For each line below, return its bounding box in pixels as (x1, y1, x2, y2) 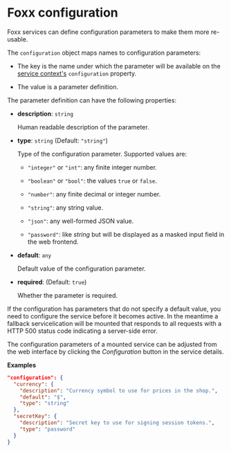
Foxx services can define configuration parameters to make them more (7, 28, 210, 36)
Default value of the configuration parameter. (17, 264, 147, 273)
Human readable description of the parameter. (17, 123, 150, 131)
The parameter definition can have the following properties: (7, 96, 177, 105)
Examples (7, 361, 37, 369)
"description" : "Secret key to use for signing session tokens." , (19, 419, 215, 426)
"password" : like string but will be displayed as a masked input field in (27, 230, 225, 238)
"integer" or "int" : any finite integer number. (27, 163, 158, 171)
